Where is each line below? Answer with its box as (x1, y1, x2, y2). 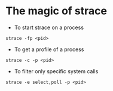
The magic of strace (5, 4, 107, 18)
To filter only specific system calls (14, 67, 99, 75)
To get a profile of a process (14, 46, 84, 53)
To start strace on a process (14, 24, 84, 31)
